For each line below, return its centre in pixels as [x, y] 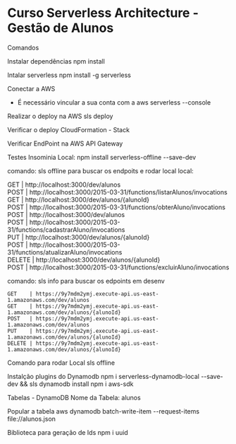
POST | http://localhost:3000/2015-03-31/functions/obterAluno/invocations [116, 207]
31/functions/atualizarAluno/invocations [65, 252]
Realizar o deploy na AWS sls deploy [60, 116]
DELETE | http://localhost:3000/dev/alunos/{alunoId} [84, 259]
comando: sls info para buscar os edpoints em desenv [86, 281]
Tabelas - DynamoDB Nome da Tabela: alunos [74, 397]
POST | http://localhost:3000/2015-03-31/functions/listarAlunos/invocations [117, 192]
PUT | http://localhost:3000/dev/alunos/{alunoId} [79, 237]
